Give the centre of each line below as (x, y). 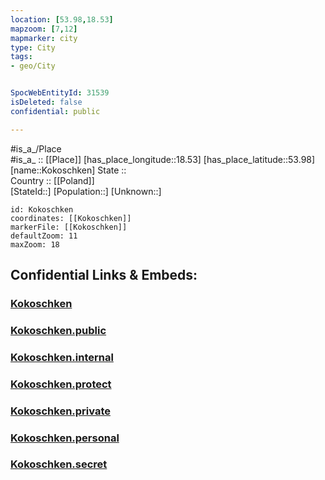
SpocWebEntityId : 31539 (60, 93)
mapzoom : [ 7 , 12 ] (44, 29)
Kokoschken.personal (65, 438)
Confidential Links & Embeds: (104, 275)
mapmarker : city (44, 38)
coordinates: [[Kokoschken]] (71, 218)
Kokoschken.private (60, 411)
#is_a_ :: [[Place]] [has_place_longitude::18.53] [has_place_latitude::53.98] (163, 159)
